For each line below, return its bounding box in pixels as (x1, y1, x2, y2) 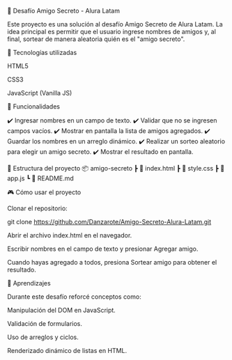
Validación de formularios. (7, 320, 82, 327)
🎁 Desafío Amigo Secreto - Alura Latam (7, 7, 121, 15)
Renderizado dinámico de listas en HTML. (7, 347, 127, 354)
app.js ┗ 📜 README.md (7, 174, 75, 182)
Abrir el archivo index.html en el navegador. (7, 231, 132, 240)
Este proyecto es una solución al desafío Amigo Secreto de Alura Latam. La (7, 20, 223, 28)
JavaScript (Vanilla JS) (7, 89, 72, 97)
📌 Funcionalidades (7, 102, 61, 111)
